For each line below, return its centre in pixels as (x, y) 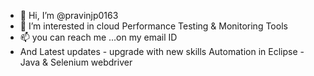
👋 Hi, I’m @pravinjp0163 (69, 15)
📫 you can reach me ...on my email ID (98, 37)
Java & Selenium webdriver (76, 62)
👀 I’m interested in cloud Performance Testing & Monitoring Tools (153, 26)
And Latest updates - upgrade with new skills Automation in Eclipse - (162, 51)
